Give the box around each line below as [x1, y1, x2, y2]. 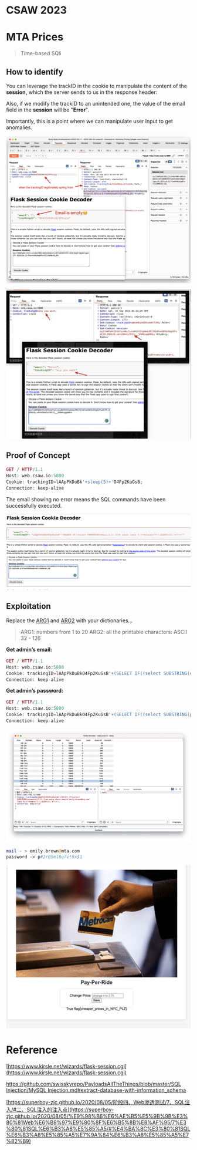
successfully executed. [6, 502, 62, 509]
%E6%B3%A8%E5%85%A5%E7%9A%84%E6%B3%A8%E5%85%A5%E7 [6, 1131, 189, 1139]
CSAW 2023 [6, 4, 67, 17]
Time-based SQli [20, 50, 62, 57]
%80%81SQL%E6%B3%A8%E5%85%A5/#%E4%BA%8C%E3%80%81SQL [6, 1125, 191, 1132]
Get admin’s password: [6, 687, 63, 694]
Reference [6, 1043, 57, 1057]
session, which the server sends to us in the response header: [6, 89, 158, 96]
